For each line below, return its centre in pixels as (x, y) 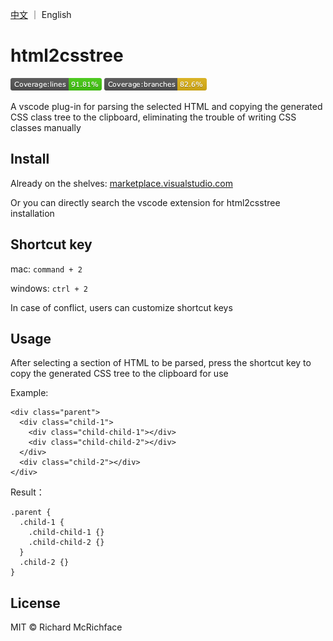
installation (32, 213)
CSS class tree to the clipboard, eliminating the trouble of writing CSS (153, 117)
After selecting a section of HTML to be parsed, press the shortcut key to (161, 363)
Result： (27, 492)
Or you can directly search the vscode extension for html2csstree (145, 202)
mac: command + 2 (46, 269)
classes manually (46, 127)
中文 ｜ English (41, 14)
